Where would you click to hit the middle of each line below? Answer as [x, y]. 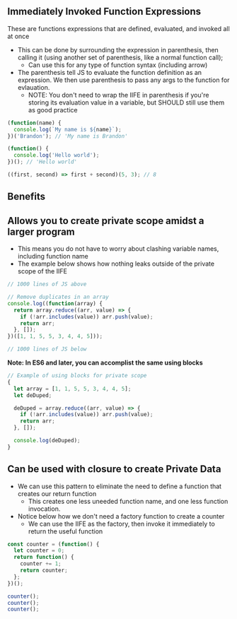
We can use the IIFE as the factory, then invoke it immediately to [122, 524]
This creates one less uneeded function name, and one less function [128, 501]
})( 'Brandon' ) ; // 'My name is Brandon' [68, 136]
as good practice [53, 110]
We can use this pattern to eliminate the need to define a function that [119, 486]
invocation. [44, 509]
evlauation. [34, 87]
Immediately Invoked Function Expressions [104, 12]
